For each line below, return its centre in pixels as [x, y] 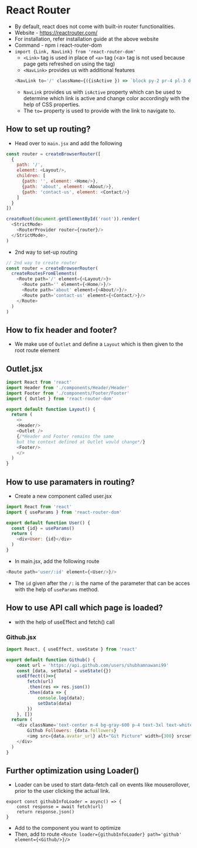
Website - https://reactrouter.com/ [56, 32]
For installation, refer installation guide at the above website [86, 39]
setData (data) [55, 703]
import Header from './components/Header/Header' [68, 387]
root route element [37, 350]
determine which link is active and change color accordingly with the [106, 98]
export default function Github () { [51, 660]
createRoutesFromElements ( [44, 274]
